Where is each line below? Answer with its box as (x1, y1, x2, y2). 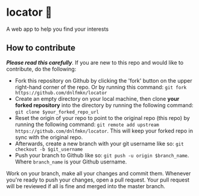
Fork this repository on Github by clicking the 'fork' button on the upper (14, 77, 193, 84)
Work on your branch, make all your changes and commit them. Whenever (6, 169, 191, 177)
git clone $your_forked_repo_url (14, 109, 99, 115)
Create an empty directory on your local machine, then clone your (14, 95, 180, 102)
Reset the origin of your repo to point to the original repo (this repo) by (14, 114, 190, 121)
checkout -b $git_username (14, 146, 83, 153)
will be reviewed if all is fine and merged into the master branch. (6, 182, 166, 189)
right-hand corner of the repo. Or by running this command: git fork (14, 83, 187, 90)
